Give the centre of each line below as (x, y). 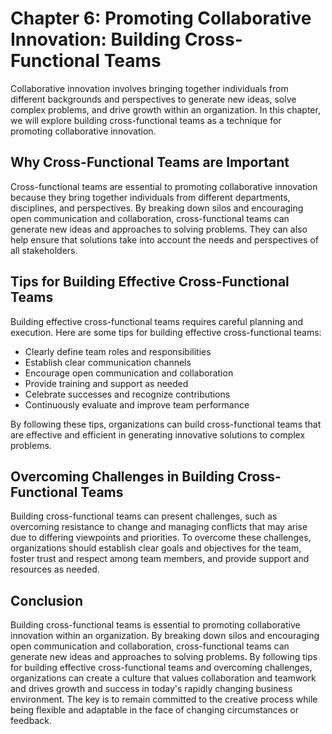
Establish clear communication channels (108, 362)
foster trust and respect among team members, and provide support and (160, 559)
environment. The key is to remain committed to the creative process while (164, 699)
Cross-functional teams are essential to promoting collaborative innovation (164, 186)
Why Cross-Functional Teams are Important (150, 162)
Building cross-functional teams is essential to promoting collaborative (155, 625)
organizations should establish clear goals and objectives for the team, (156, 548)
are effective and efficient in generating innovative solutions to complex (158, 434)
